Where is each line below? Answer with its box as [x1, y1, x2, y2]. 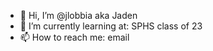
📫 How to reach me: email [19, 31, 130, 43]
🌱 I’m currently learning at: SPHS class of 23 [19, 20, 203, 32]
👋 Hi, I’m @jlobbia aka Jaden [19, 10, 138, 21]
